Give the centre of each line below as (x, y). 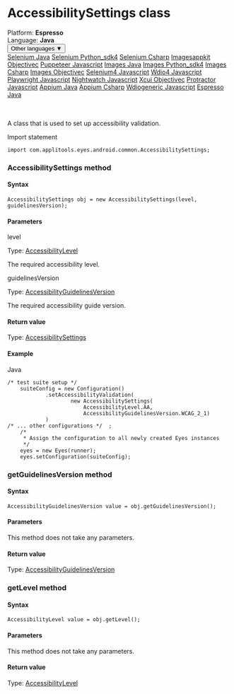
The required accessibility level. (54, 265)
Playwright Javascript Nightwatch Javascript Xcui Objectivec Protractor (112, 79)
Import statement (33, 137)
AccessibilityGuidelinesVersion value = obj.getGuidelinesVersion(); (112, 506)
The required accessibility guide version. (66, 306)
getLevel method (37, 588)
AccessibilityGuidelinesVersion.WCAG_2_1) (147, 413)
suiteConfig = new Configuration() (72, 388)
